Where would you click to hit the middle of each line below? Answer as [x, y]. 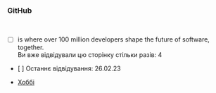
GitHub [20, 11]
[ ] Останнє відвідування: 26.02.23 [69, 68]
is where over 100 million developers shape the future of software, [113, 39]
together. [31, 47]
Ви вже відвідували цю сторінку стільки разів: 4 [90, 55]
